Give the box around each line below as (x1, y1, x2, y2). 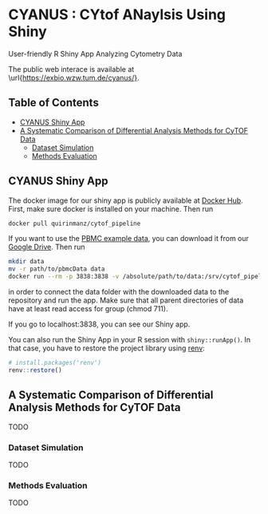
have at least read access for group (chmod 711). (8, 304, 168, 314)
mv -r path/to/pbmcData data (8, 265, 105, 273)
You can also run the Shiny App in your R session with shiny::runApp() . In (8, 335, 251, 345)
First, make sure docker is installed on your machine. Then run (8, 204, 214, 213)
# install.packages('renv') (8, 359, 102, 367)
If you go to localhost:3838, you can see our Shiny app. (8, 319, 191, 329)
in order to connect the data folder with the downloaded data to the (8, 287, 230, 297)
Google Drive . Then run (8, 242, 85, 252)
